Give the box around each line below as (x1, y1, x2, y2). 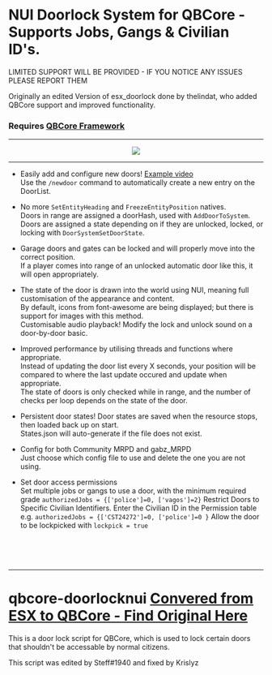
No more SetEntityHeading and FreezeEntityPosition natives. (19, 202, 227, 212)
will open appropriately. (19, 269, 99, 279)
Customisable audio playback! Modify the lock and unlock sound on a (19, 320, 253, 329)
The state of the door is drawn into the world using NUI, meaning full (19, 286, 249, 295)
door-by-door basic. (19, 329, 88, 338)
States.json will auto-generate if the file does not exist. (19, 428, 202, 439)
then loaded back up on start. (19, 420, 119, 430)
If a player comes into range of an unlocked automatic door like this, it (19, 261, 253, 271)
